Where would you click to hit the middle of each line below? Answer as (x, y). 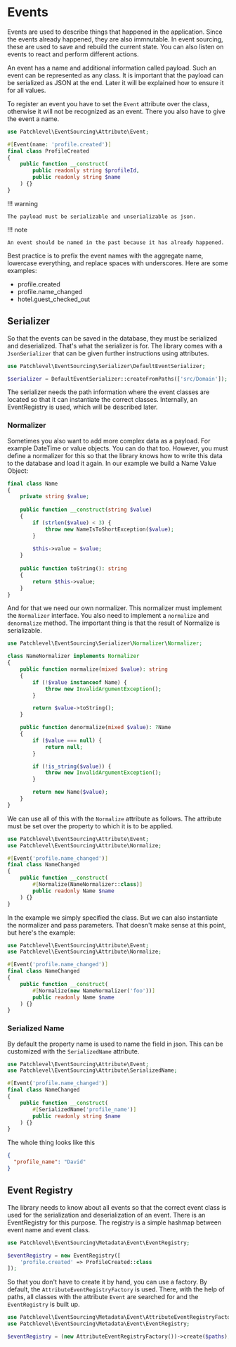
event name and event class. (49, 1229)
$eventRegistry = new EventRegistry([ (64, 1256)
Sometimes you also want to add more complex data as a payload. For (109, 441)
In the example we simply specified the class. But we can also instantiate (113, 917)
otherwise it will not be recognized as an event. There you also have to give (117, 111)
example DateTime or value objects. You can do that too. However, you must (118, 448)
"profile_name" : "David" (50, 1162)
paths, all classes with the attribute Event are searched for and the (103, 1297)
